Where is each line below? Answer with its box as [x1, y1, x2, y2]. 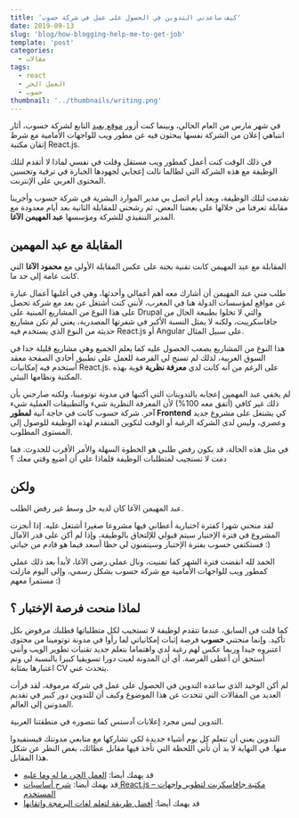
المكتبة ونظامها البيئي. [10, 372, 83, 382]
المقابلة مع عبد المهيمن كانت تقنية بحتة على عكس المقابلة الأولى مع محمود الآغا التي [10, 261, 287, 272]
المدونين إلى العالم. [10, 699, 74, 709]
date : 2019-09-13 [10, 21, 75, 30]
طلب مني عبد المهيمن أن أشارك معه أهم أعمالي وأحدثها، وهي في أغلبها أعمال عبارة [10, 288, 287, 299]
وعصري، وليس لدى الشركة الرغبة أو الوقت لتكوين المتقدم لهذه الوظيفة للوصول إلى [10, 417, 286, 428]
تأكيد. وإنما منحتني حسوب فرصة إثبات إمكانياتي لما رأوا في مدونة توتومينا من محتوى [10, 634, 286, 644]
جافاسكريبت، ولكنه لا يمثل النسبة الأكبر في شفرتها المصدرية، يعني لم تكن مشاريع [10, 316, 278, 327]
